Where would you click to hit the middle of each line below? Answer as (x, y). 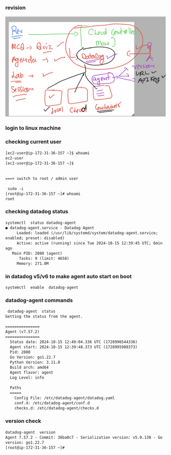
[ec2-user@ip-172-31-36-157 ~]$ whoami (48, 153)
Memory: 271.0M (33, 263)
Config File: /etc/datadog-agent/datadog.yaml (65, 398)
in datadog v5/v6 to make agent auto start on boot (69, 276)
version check (23, 421)
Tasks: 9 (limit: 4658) (44, 258)
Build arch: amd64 (30, 368)
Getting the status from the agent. (44, 317)
